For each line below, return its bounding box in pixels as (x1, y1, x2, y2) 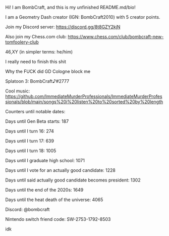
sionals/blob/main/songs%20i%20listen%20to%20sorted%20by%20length (5, 99, 163, 105)
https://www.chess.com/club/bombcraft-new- (68, 34, 164, 39)
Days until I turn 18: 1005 (5, 148, 57, 154)
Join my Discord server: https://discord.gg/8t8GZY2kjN (5, 24, 121, 30)
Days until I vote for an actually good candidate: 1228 (5, 167, 116, 173)
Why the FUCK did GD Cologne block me (5, 68, 91, 74)
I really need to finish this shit (5, 59, 67, 65)
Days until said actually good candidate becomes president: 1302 (5, 177, 141, 183)
